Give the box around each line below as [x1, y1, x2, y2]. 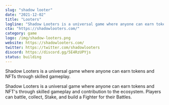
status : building [5, 54, 42, 60]
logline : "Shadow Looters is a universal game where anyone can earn [5, 21, 154, 27]
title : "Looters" [5, 17, 42, 22]
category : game [5, 31, 37, 36]
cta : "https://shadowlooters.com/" [5, 26, 80, 31]
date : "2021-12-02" [5, 12, 46, 17]
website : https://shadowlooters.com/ [5, 40, 84, 45]
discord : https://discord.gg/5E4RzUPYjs [5, 49, 92, 55]
